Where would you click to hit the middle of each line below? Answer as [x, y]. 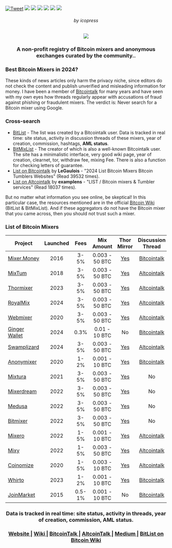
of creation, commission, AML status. [86, 520]
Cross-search [23, 121]
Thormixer [20, 288]
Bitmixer [18, 421]
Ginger [16, 329]
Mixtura [17, 377]
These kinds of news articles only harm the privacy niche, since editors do [84, 81]
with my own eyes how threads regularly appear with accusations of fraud [84, 97]
